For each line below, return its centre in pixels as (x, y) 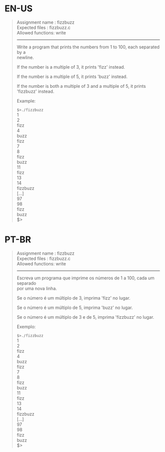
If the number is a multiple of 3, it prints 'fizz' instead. (71, 67)
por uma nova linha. (37, 288)
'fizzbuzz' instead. (35, 91)
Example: (26, 101)
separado (26, 283)
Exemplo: (26, 327)
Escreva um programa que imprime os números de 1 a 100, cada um (85, 278)
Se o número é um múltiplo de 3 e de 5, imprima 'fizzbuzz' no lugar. (85, 317)
